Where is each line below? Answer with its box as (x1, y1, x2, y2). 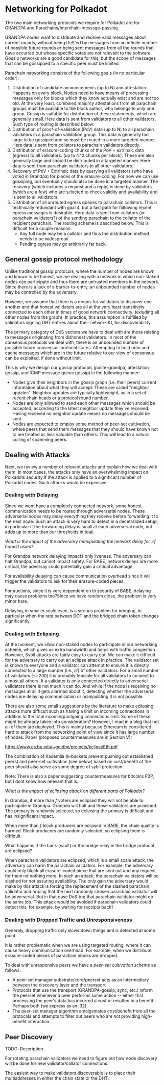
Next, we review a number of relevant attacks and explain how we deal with (5, 464, 158, 469)
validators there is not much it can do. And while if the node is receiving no (5, 683, 156, 689)
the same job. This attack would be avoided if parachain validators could (5, 899, 152, 905)
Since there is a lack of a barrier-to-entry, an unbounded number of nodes (5, 284, 155, 290)
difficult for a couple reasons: (12, 225, 72, 231)
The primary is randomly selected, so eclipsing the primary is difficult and (5, 808, 154, 814)
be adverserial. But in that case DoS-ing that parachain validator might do (5, 894, 153, 900)
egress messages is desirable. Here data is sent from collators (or (12, 209, 145, 215)
